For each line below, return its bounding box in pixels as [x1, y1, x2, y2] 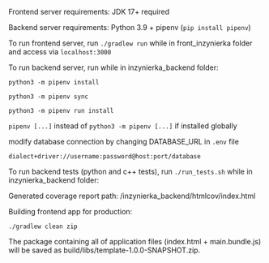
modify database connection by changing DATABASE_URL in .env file [8, 137, 239, 146]
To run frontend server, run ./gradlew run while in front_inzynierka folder [8, 38, 253, 48]
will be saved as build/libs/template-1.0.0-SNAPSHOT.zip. [8, 245, 201, 255]
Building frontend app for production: [8, 207, 133, 216]
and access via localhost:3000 [8, 47, 112, 56]
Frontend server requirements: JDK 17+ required [8, 7, 170, 16]
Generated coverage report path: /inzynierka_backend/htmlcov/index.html [8, 191, 256, 200]
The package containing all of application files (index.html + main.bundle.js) [8, 237, 262, 246]
